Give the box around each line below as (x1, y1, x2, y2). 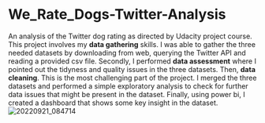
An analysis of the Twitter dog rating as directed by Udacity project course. (8, 31, 252, 41)
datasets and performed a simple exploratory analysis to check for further (8, 81, 248, 91)
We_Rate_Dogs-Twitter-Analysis (8, 5, 226, 24)
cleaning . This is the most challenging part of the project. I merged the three (8, 73, 257, 82)
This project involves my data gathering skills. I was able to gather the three (8, 39, 256, 49)
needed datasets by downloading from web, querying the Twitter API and (8, 48, 246, 57)
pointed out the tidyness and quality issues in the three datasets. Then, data (8, 64, 256, 74)
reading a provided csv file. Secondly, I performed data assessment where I (8, 56, 256, 66)
